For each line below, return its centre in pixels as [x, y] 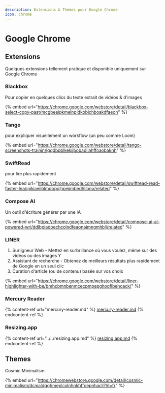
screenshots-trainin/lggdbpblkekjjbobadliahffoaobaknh [61, 150]
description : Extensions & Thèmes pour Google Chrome [62, 10]
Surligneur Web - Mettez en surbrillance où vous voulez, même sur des [84, 250]
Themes [18, 359]
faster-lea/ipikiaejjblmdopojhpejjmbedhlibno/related [57, 189]
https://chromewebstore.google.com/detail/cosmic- [90, 380]
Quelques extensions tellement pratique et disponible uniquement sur [76, 68]
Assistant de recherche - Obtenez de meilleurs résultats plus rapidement [86, 261]
